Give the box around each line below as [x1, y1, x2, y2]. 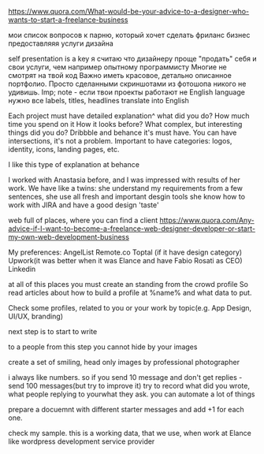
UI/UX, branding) [8, 311, 64, 321]
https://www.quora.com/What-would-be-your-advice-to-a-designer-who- [8, 7, 250, 16]
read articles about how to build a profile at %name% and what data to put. [8, 288, 252, 297]
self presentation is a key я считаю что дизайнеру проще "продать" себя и [8, 54, 257, 63]
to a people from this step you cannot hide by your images [8, 342, 198, 352]
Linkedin [8, 264, 36, 274]
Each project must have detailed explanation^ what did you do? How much [8, 111, 250, 121]
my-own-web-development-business [8, 233, 130, 241]
